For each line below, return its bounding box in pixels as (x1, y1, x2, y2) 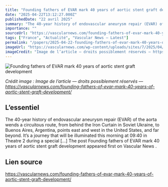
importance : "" (5, 26, 37, 31)
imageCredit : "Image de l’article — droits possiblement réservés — (5, 49, 151, 54)
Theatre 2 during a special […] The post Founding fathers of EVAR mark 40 (5, 138, 160, 144)
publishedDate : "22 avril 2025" (5, 17, 72, 22)
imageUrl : (5, 45, 26, 50)
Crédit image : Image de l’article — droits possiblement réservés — (5, 78, 143, 84)
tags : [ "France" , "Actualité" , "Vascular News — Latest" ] (5, 36, 128, 41)
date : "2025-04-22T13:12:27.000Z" (5, 12, 77, 17)
